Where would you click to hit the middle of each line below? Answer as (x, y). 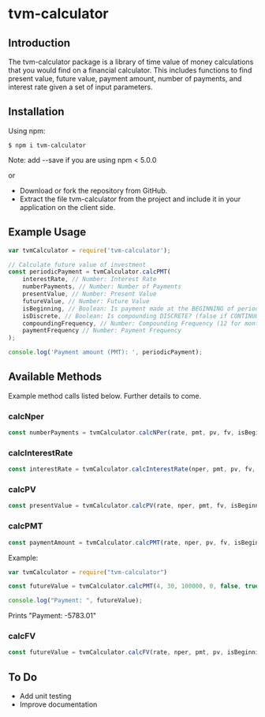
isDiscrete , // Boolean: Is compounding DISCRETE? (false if (125, 316)
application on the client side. (67, 207)
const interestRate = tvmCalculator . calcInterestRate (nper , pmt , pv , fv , (132, 469)
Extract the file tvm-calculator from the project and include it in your (130, 199)
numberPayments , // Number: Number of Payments (102, 287)
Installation (36, 112)
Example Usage (47, 233)
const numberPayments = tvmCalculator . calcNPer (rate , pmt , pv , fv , (121, 433)
